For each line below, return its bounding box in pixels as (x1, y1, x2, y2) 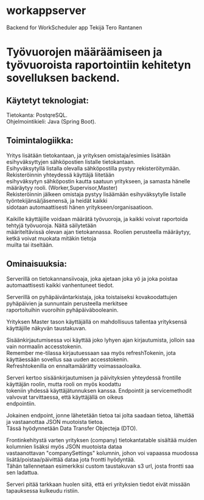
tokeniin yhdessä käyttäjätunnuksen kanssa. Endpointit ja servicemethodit (6, 387, 192, 394)
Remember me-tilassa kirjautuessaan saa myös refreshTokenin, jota (6, 349, 176, 356)
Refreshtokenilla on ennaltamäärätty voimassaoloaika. (6, 362, 142, 369)
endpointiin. (6, 400, 37, 407)
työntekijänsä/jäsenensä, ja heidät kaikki (6, 197, 108, 204)
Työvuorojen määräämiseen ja (6, 45, 163, 59)
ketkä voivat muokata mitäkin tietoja (6, 234, 96, 242)
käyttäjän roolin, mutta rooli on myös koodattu (6, 380, 121, 387)
